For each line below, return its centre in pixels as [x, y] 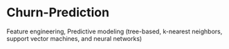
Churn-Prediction [58, 13]
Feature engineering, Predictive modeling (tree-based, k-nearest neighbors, [114, 31]
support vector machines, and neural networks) [74, 38]
